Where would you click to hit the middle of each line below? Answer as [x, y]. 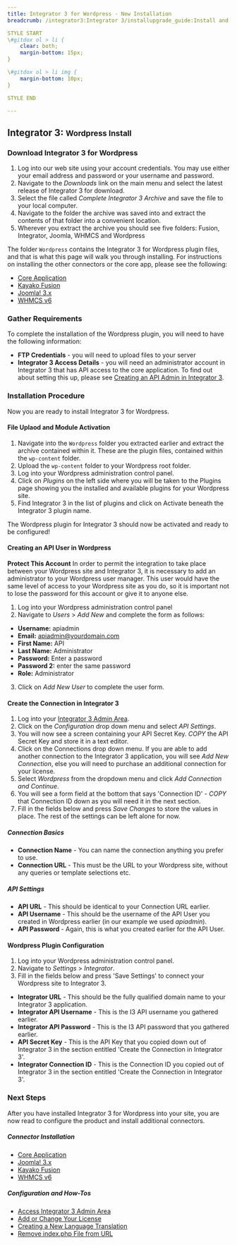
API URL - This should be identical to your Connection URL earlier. [114, 906]
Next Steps [27, 1098]
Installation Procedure [46, 396]
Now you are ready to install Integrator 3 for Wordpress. [89, 411]
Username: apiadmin [48, 628]
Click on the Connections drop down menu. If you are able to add [112, 749]
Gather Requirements [45, 318]
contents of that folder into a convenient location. [89, 221]
